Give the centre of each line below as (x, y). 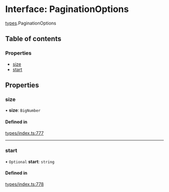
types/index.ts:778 (25, 184)
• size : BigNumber (23, 110)
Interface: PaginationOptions (67, 9)
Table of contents (33, 39)
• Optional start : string (30, 161)
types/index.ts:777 (24, 133)
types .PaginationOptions (31, 23)
